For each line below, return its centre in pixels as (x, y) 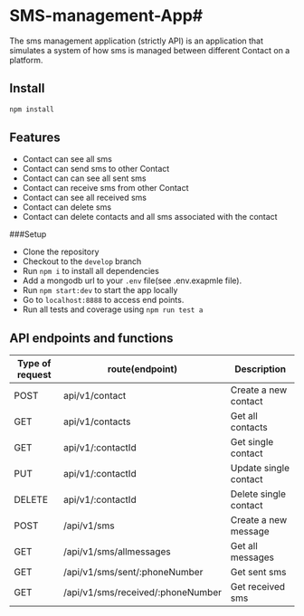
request (34, 374)
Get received (258, 587)
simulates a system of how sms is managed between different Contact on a (150, 50)
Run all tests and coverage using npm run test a (113, 309)
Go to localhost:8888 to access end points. (103, 300)
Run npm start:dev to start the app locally (100, 290)
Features (35, 138)
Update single (260, 469)
